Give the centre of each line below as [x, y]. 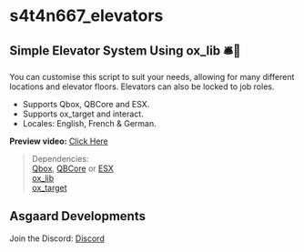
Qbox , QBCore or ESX [72, 168]
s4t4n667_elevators [86, 16]
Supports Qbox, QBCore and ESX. [86, 104]
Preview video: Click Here [59, 141]
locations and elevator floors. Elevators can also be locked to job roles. [142, 86]
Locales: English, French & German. [89, 123]
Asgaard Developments [77, 216]
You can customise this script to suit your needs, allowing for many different [152, 77]
